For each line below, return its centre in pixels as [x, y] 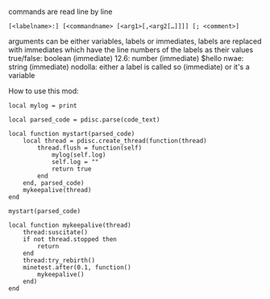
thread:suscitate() [56, 232]
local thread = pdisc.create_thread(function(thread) [115, 141]
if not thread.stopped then [70, 240]
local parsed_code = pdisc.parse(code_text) [84, 120]
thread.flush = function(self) [90, 148]
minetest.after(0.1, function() [77, 268]
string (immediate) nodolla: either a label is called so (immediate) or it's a [129, 67]
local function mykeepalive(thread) [70, 225]
